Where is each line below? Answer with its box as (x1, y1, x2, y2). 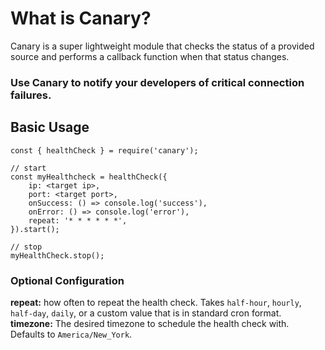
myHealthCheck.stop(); (10, 250, 105, 261)
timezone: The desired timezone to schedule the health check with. (10, 317, 290, 329)
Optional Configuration (10, 273, 125, 287)
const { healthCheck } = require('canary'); (10, 145, 199, 156)
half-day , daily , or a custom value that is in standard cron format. (10, 307, 282, 319)
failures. (10, 88, 52, 102)
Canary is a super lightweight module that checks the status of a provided (10, 40, 315, 52)
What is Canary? (10, 7, 152, 30)
